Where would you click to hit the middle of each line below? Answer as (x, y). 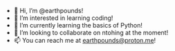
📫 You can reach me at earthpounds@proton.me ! (85, 40)
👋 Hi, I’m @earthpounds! (48, 11)
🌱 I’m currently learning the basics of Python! (78, 25)
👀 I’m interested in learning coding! (63, 18)
